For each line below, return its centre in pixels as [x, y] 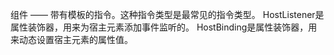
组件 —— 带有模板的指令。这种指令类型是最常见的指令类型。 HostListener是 [167, 14]
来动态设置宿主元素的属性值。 [71, 39]
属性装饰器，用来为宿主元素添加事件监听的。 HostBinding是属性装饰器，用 [164, 27]
